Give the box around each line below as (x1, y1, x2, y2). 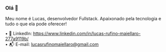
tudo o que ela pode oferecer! (5, 21, 67, 27)
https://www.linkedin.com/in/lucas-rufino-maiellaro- (33, 31, 141, 37)
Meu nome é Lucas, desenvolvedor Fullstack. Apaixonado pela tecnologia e (5, 16, 161, 22)
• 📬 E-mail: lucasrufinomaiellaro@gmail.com (5, 42, 99, 48)
